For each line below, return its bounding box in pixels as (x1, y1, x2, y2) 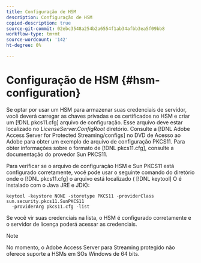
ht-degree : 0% (6, 43, 42, 49)
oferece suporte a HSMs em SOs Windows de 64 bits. (6, 250, 140, 257)
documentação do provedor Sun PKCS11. (6, 151, 108, 158)
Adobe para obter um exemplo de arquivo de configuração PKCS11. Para (6, 138, 185, 145)
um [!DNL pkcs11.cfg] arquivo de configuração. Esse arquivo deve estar (6, 118, 183, 126)
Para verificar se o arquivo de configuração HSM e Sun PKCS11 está (6, 162, 175, 169)
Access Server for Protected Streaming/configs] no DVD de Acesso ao (6, 131, 181, 139)
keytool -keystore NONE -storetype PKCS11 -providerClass (6, 193, 154, 199)
